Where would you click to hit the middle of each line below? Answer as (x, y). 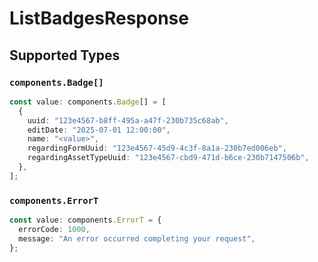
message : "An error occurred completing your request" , (137, 238)
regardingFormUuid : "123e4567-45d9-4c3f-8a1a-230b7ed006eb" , (157, 148)
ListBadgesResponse (99, 18)
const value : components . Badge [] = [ (88, 102)
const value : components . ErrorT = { (85, 220)
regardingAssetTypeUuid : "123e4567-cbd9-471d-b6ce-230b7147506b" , (168, 158)
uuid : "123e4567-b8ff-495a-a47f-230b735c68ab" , (128, 120)
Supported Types (65, 55)
